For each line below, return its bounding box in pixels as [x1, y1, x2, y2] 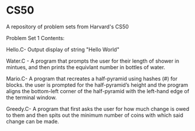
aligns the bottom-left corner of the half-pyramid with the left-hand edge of [6, 87, 190, 94]
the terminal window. [6, 94, 57, 101]
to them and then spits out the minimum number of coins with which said [6, 112, 184, 119]
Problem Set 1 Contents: [6, 34, 65, 41]
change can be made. [6, 117, 59, 125]
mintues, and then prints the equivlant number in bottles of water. [6, 63, 165, 71]
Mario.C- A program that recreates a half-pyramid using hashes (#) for [6, 75, 178, 82]
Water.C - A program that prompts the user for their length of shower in [6, 57, 180, 64]
